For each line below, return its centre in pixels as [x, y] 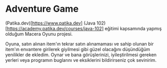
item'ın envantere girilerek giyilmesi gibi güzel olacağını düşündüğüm [78, 49]
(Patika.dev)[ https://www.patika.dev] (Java [50, 23]
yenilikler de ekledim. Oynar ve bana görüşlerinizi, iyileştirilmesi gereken [81, 55]
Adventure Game [42, 9]
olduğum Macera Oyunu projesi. [39, 34]
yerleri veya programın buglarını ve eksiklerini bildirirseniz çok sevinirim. [81, 60]
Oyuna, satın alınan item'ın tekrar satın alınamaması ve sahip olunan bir [79, 43]
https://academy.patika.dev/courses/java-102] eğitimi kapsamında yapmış [84, 28]
